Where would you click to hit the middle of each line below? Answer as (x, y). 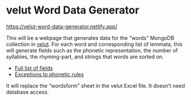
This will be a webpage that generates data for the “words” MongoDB (90, 38)
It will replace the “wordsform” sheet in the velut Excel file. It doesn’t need (95, 85)
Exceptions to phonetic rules (49, 74)
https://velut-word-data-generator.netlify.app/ (62, 26)
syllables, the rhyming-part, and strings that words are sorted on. (85, 56)
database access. (27, 92)
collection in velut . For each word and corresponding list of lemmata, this (94, 44)
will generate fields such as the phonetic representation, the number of (92, 50)
